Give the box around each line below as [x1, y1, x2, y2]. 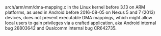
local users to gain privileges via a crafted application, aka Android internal [5, 20, 156, 26]
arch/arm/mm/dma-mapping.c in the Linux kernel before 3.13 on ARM [5, 4, 146, 10]
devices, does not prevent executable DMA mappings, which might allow [5, 15, 152, 20]
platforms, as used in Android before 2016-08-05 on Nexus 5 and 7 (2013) [5, 9, 156, 15]
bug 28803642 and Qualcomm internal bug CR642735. [5, 25, 117, 31]
